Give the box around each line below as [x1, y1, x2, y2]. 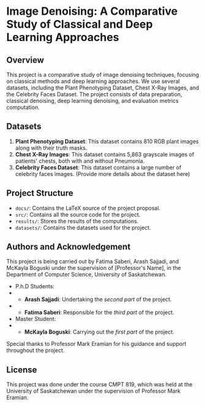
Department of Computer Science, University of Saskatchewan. [6, 271, 167, 278]
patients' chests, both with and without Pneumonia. [15, 157, 145, 164]
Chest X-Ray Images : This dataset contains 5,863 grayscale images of [15, 150, 195, 158]
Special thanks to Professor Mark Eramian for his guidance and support [6, 340, 187, 348]
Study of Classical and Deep [6, 17, 153, 31]
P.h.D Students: [15, 283, 55, 290]
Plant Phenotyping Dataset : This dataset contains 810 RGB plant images [15, 137, 199, 145]
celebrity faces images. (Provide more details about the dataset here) [15, 170, 190, 177]
